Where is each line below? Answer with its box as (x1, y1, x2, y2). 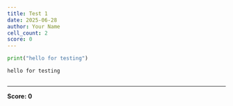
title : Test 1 (7, 10, 49, 17)
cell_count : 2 (7, 29, 49, 37)
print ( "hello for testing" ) (7, 55, 89, 62)
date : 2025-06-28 (7, 17, 58, 24)
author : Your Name (7, 23, 60, 30)
